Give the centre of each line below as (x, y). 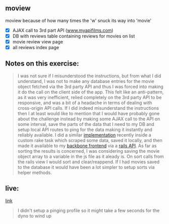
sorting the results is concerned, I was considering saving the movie (89, 151)
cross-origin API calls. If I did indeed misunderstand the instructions (88, 108)
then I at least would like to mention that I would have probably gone (89, 113)
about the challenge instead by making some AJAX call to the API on (89, 119)
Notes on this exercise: (42, 63)
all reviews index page (36, 47)
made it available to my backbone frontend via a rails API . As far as (87, 146)
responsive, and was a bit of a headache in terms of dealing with (85, 103)
